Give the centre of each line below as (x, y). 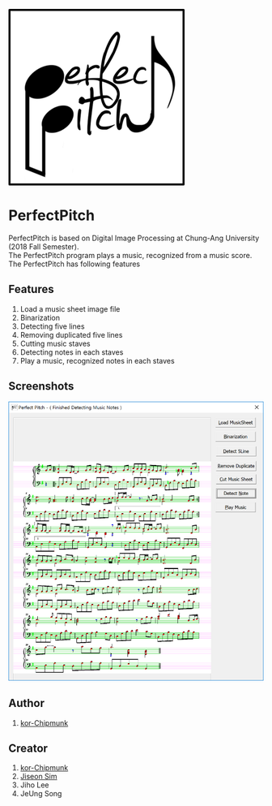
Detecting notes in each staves (72, 352)
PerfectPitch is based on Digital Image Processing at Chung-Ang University (134, 238)
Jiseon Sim (38, 777)
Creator (28, 748)
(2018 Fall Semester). (44, 246)
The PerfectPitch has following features (74, 264)
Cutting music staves (55, 343)
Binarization (40, 317)
